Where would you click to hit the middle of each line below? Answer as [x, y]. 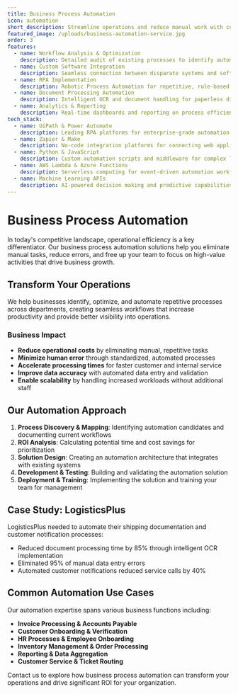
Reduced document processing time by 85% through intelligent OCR [118, 548]
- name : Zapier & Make [47, 139]
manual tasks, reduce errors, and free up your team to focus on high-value [116, 255]
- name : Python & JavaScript [57, 152]
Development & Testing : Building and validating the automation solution [123, 472]
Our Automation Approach [67, 410]
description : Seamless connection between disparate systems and [119, 73]
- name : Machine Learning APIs [60, 178]
